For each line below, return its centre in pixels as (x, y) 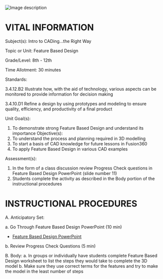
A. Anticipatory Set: (25, 217)
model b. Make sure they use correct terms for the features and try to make (82, 266)
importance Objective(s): (37, 133)
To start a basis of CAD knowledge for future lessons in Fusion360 (80, 143)
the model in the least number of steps (44, 271)
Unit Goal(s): (18, 118)
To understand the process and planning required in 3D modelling (79, 139)
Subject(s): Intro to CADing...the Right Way (48, 41)
